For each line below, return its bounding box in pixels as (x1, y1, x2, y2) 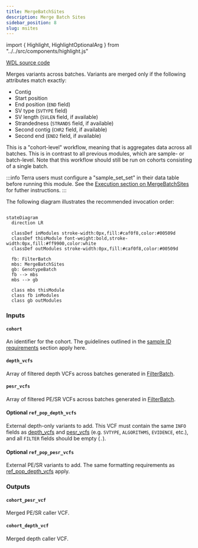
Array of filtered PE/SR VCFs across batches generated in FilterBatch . (6, 395, 176, 402)
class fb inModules (11, 292, 60, 299)
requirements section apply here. (6, 344, 87, 352)
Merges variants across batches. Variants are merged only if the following (6, 70, 186, 78)
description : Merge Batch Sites (6, 14, 86, 20)
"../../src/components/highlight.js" (6, 48, 89, 55)
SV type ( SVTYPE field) (14, 107, 68, 114)
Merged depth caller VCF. (6, 535, 69, 542)
